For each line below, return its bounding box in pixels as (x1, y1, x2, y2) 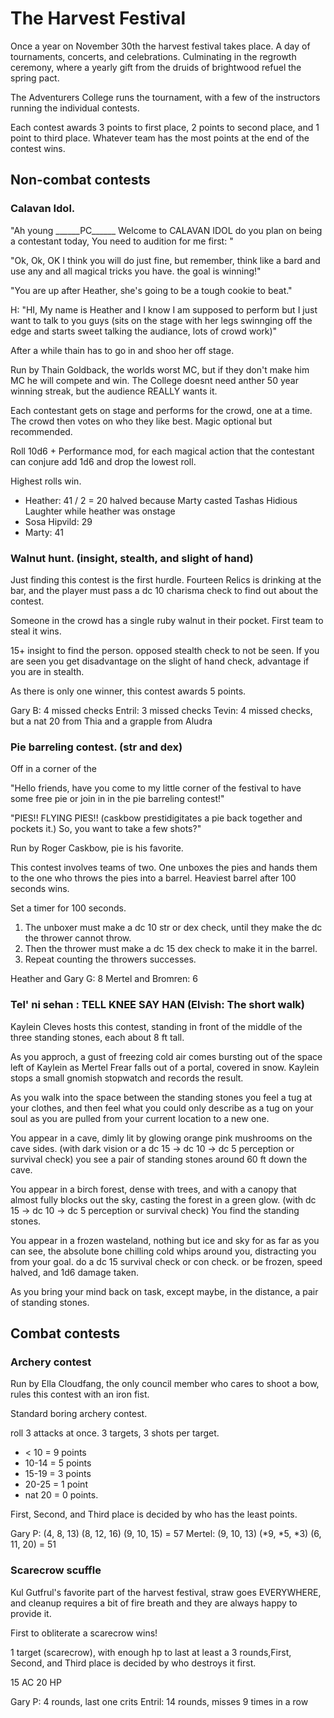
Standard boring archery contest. (10, 1408, 148, 1420)
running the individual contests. (10, 102, 140, 114)
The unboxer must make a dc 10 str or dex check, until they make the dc (24, 922, 323, 934)
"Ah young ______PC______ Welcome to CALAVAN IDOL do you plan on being (10, 224, 323, 236)
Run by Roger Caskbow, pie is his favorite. (10, 842, 184, 854)
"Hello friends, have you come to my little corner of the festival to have (10, 782, 302, 794)
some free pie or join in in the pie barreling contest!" (10, 793, 225, 805)
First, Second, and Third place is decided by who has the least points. (10, 1508, 298, 1521)
